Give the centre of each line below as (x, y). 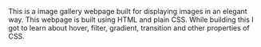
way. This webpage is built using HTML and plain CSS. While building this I (131, 20)
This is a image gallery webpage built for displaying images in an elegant (128, 11)
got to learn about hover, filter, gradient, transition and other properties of (129, 28)
